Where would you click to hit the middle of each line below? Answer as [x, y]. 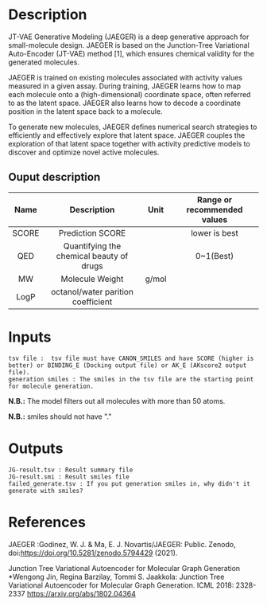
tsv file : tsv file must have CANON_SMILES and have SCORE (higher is [131, 358]
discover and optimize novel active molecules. [84, 152]
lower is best [214, 233]
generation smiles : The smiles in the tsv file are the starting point [131, 379]
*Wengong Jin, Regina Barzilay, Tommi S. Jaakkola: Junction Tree [116, 577]
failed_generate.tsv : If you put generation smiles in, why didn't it [129, 483]
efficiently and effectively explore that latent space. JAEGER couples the [127, 135]
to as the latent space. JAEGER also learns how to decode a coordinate [124, 103]
